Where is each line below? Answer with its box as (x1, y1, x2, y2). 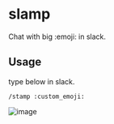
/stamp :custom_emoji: (8, 92, 85, 100)
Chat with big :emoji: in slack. (8, 32, 107, 41)
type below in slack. (8, 76, 75, 86)
